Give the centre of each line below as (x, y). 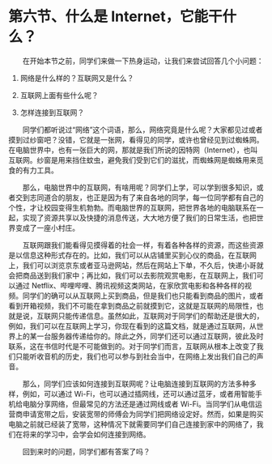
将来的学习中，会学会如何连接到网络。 (86, 434)
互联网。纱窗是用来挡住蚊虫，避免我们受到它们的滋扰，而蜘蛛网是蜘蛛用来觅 (136, 160)
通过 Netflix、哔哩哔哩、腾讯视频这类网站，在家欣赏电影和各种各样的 (130, 285)
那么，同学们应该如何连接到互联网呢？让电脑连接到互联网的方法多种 (136, 383)
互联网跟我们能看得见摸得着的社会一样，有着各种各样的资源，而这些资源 (143, 245)
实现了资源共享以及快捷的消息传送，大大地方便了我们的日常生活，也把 (139, 217)
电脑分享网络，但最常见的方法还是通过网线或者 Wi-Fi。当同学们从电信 (139, 404)
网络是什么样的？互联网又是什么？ (77, 78)
